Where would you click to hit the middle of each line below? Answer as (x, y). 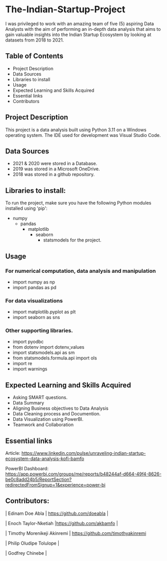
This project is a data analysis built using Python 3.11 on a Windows (76, 130)
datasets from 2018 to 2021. (35, 40)
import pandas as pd (34, 287)
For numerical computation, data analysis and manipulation (81, 271)
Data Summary (28, 403)
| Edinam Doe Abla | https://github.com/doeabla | (57, 513)
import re (22, 364)
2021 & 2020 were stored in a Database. (55, 164)
